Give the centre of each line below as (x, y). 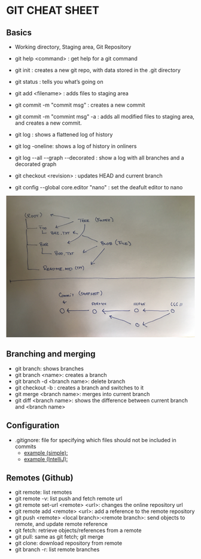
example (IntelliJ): (46, 459)
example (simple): (46, 452)
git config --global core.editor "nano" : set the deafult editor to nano (99, 187)
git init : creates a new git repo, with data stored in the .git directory (98, 70)
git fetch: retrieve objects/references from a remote (78, 530)
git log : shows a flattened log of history (64, 135)
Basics (19, 33)
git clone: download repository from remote (68, 543)
